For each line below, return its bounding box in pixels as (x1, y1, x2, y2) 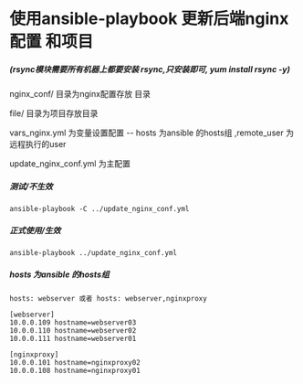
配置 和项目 (9, 31, 94, 52)
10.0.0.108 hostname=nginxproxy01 (9, 367, 141, 376)
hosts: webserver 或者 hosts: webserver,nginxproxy (9, 294, 207, 304)
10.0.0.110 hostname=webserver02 (9, 326, 137, 336)
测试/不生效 (9, 180, 53, 192)
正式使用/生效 (9, 225, 61, 236)
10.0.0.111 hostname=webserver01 (9, 335, 137, 344)
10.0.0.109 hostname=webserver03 (9, 318, 137, 327)
